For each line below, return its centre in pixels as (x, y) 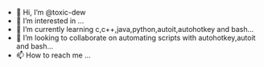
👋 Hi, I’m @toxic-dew (51, 12)
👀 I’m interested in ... (50, 21)
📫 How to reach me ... (53, 55)
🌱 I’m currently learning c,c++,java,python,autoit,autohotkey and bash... (135, 29)
